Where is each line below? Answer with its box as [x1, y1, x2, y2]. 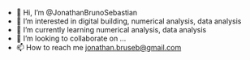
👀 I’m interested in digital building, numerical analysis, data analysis [15, 16, 242, 26]
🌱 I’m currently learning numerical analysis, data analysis [15, 25, 207, 34]
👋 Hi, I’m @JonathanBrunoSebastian [15, 8, 138, 17]
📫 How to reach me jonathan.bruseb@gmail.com [15, 43, 182, 52]
